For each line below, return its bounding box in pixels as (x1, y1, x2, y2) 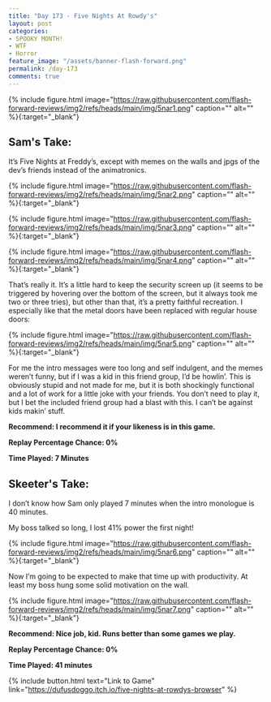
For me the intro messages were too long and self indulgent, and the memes (8, 363, 264, 373)
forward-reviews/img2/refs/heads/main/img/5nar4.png (8, 256, 192, 265)
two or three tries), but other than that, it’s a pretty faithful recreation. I (8, 297, 243, 307)
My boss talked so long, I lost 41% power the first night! (8, 523, 195, 532)
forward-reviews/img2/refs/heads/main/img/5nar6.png (8, 547, 192, 557)
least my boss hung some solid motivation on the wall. (8, 580, 190, 590)
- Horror (8, 50, 38, 58)
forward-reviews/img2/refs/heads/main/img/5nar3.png (8, 222, 192, 232)
